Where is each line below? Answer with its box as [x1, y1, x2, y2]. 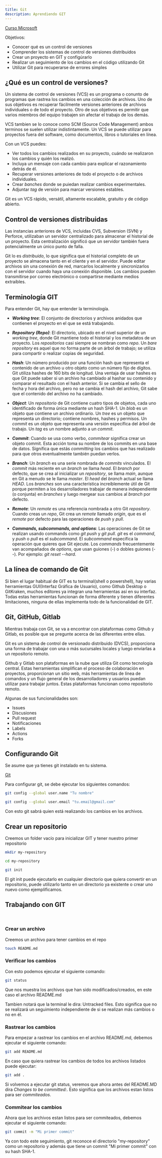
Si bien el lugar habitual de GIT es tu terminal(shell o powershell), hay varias [5, 578, 156, 584]
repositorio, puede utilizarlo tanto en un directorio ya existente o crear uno [5, 881, 153, 887]
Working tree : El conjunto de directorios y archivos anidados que [12, 315, 143, 321]
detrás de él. [12, 166, 37, 172]
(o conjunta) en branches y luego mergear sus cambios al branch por [12, 491, 151, 497]
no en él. [5, 1011, 23, 1017]
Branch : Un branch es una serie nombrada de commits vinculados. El [12, 460, 151, 466]
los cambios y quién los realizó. [12, 156, 75, 162]
